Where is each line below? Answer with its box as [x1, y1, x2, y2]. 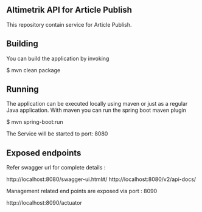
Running [6, 84, 40, 95]
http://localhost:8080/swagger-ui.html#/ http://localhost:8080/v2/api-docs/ [6, 176, 197, 183]
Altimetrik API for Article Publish [6, 5, 133, 15]
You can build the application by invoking [6, 55, 110, 62]
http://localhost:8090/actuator [6, 199, 82, 207]
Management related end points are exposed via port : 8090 [6, 188, 158, 195]
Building [6, 39, 38, 49]
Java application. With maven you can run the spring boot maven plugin [6, 106, 187, 114]
